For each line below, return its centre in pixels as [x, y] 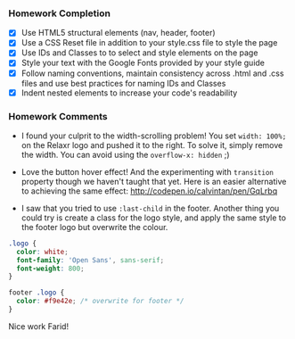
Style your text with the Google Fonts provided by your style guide [143, 63]
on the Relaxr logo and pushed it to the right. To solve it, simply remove [152, 145]
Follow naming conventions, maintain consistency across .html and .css [152, 73]
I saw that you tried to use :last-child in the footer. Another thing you [150, 208]
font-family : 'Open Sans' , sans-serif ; [90, 260]
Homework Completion [59, 13]
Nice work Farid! [38, 326]
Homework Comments [58, 116]
